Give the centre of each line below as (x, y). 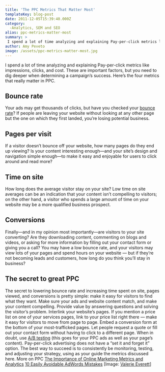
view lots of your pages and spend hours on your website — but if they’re (79, 253)
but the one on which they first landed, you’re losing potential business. (77, 118)
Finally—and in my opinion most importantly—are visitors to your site (75, 232)
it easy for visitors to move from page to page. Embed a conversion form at (81, 322)
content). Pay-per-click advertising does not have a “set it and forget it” (77, 343)
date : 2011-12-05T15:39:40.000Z (38, 19)
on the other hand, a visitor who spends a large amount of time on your (77, 199)
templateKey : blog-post (29, 14)
